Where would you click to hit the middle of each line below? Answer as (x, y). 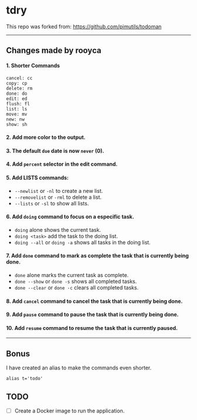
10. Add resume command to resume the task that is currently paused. (92, 328)
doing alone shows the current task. (58, 229)
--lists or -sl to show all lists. (52, 203)
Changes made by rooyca (54, 51)
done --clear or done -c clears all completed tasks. (77, 287)
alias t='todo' (25, 379)
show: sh (17, 124)
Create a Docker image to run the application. (69, 411)
